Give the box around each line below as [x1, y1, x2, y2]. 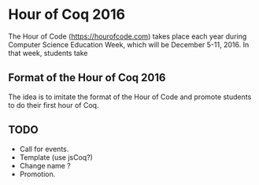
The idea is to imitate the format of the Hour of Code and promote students [8, 92, 252, 102]
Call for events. [19, 144, 69, 154]
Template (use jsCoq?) [19, 152, 93, 162]
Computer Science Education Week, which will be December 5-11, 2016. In [8, 39, 250, 49]
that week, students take [8, 48, 88, 57]
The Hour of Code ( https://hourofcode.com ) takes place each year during [8, 31, 247, 41]
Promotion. [19, 169, 56, 179]
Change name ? [19, 161, 71, 170]
